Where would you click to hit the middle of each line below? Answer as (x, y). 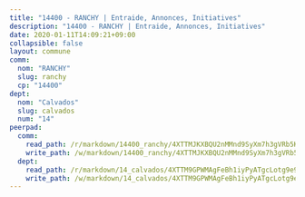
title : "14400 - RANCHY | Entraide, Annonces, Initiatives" (126, 18)
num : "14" (36, 119)
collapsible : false (46, 43)
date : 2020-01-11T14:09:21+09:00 (73, 34)
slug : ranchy (42, 77)
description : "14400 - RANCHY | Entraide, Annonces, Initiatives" (138, 26)
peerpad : (26, 128)
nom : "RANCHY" (44, 69)
